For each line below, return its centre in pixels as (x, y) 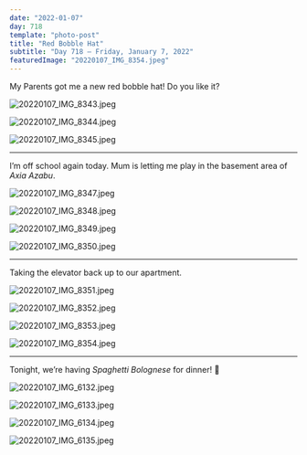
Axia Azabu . (32, 175)
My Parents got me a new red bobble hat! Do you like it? (115, 86)
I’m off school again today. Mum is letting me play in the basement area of (148, 166)
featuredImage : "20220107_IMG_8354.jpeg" (90, 60)
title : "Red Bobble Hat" (57, 43)
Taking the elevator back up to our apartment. (96, 272)
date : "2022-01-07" (47, 18)
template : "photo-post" (55, 35)
